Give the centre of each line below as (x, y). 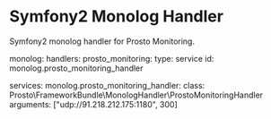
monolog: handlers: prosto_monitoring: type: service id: (112, 58)
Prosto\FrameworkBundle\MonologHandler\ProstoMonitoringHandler (136, 95)
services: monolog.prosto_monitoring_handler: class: (107, 85)
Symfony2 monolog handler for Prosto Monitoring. (102, 41)
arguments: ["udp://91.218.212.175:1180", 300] (93, 104)
